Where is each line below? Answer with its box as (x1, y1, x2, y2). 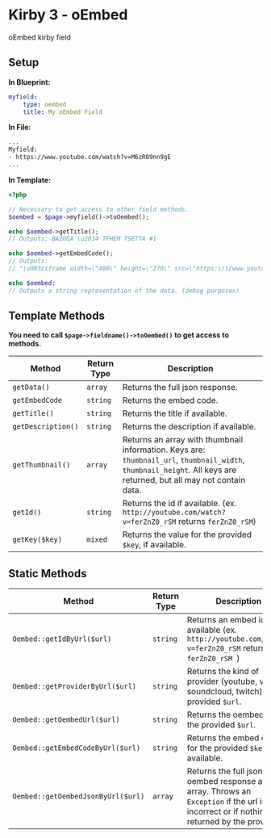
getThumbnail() (12, 460, 71, 470)
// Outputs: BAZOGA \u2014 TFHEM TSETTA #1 (8, 235, 157, 243)
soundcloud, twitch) (186, 686, 263, 698)
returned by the (186, 816, 246, 828)
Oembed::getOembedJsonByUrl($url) (12, 792, 145, 801)
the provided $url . (186, 719, 256, 731)
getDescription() (12, 422, 79, 431)
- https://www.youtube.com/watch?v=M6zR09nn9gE (8, 153, 172, 161)
